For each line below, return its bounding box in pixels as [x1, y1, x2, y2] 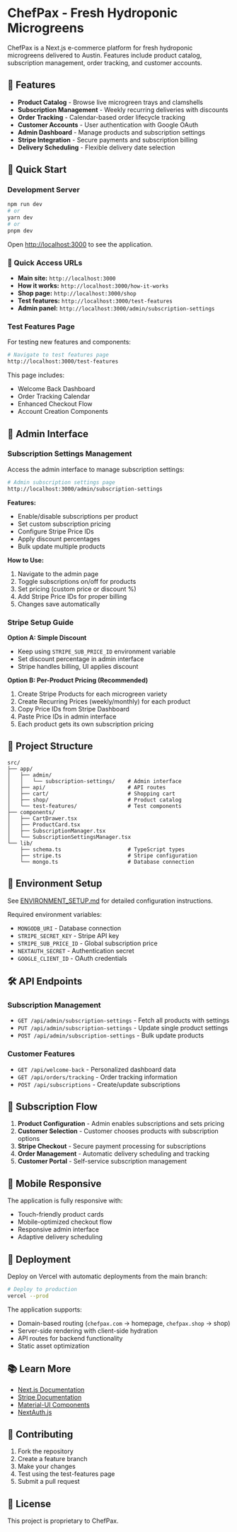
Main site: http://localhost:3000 [17, 274, 116, 283]
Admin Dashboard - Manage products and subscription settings [17, 128, 205, 136]
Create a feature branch [17, 1455, 88, 1463]
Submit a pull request [17, 1477, 80, 1486]
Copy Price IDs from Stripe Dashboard [17, 704, 129, 713]
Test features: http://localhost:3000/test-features [17, 296, 173, 305]
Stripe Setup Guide [7, 617, 74, 627]
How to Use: [7, 556, 45, 564]
